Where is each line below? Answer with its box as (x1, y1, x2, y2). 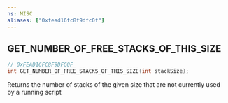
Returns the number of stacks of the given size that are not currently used (7, 81, 220, 89)
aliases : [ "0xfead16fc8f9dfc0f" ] (7, 17, 105, 24)
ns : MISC (7, 10, 33, 18)
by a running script (7, 88, 62, 97)
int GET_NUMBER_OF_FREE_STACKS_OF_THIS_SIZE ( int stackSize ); (7, 68, 190, 75)
